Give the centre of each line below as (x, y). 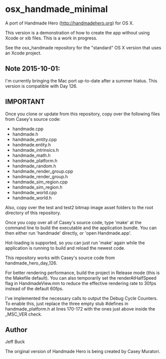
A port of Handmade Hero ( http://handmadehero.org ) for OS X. (70, 23)
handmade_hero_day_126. (31, 263)
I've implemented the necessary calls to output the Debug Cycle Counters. (82, 298)
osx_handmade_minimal (57, 9)
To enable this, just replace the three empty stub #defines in (67, 304)
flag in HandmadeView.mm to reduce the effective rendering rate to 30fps (81, 283)
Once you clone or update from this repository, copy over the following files (83, 114)
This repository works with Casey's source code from (60, 258)
